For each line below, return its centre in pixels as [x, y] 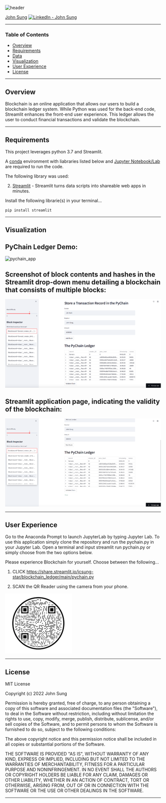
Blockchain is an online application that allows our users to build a [72, 104]
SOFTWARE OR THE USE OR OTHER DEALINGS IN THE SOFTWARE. [74, 791]
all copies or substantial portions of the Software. [55, 744]
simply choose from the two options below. [49, 553]
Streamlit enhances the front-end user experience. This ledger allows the [80, 114]
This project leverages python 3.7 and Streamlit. [54, 151]
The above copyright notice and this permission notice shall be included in [81, 739]
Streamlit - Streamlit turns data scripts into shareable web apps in [79, 186]
